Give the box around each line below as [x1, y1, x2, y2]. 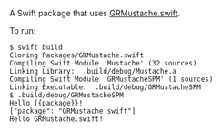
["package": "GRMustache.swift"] [9, 106, 136, 116]
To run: [9, 25, 36, 35]
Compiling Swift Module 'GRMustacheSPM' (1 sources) [9, 75, 214, 84]
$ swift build [9, 43, 64, 52]
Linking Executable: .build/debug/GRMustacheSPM [9, 83, 202, 92]
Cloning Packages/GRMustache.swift [9, 51, 145, 60]
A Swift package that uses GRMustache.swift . [9, 8, 181, 18]
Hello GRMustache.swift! [9, 115, 104, 124]
